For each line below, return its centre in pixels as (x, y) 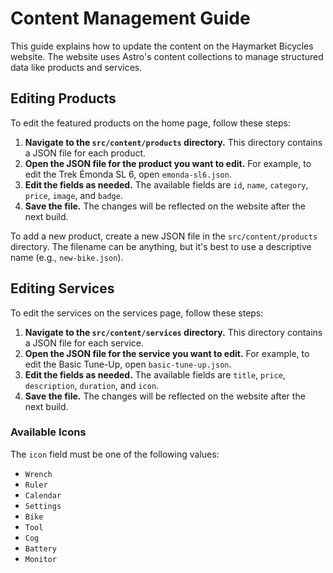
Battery (40, 548)
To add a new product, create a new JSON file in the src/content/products (164, 236)
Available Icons (48, 432)
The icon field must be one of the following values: (115, 454)
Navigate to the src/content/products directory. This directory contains (173, 142)
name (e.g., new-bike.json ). (67, 257)
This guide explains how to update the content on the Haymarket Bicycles (162, 46)
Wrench (38, 474)
